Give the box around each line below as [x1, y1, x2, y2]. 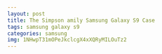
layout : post [7, 10, 46, 18]
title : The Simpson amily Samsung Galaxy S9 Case [7, 17, 156, 24]
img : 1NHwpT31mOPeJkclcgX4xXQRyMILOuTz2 [7, 36, 128, 43]
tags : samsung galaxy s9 [7, 23, 80, 30]
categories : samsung [7, 29, 68, 37]
